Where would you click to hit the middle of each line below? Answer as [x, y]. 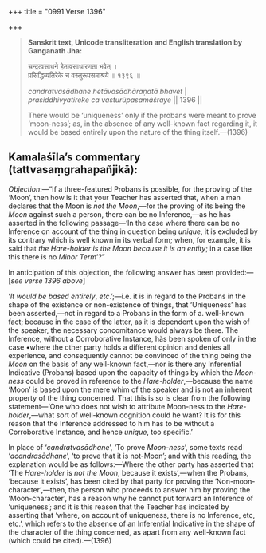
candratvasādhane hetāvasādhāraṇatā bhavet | [107, 91]
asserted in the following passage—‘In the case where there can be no [124, 223]
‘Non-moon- [235, 481]
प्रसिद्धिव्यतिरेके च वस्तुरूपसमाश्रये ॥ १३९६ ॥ [84, 75]
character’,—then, [37, 489]
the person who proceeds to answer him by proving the [159, 489]
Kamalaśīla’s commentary [74, 158]
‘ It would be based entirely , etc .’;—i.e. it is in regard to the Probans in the [127, 296]
